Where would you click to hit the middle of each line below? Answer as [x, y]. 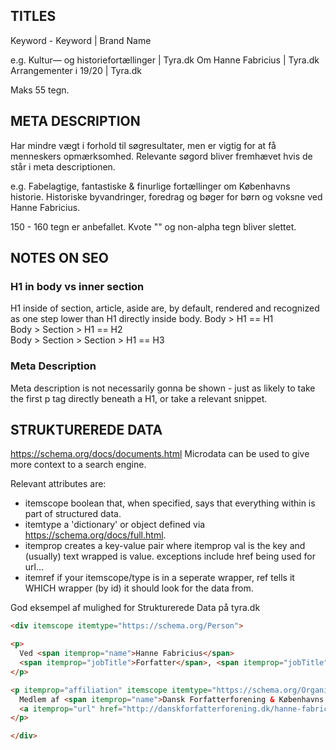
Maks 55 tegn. [40, 90]
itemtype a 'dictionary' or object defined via [115, 525]
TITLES [33, 16]
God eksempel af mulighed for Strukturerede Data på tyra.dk [135, 608]
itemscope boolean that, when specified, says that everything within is [170, 503]
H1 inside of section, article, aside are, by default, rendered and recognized [165, 308]
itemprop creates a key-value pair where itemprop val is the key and [165, 546]
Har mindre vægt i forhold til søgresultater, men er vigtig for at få [143, 145]
